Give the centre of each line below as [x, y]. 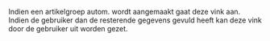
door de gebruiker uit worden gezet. [68, 29]
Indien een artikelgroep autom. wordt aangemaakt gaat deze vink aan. [125, 12]
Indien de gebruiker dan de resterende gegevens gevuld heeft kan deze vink [135, 20]
